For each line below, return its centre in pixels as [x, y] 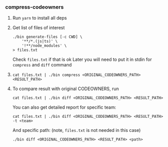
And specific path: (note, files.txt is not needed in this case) [76, 130]
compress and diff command [42, 65]
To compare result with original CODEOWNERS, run [66, 89]
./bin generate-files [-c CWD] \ [47, 37]
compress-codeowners [35, 7]
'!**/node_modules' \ [44, 46]
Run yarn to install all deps [40, 18]
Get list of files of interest [39, 28]
